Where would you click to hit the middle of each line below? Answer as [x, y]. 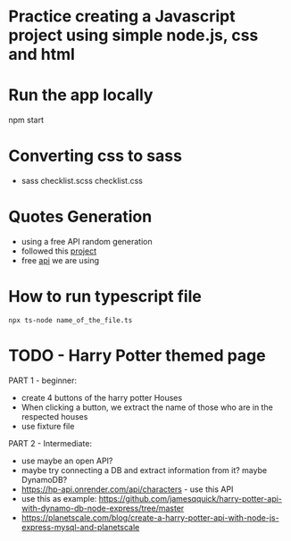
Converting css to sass [95, 156]
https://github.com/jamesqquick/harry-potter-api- [191, 498]
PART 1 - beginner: [43, 380]
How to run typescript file [105, 297]
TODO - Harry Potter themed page [137, 356]
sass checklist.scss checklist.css [82, 181]
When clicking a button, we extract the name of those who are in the [147, 407]
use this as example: [59, 498]
